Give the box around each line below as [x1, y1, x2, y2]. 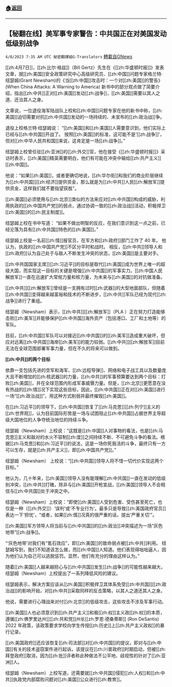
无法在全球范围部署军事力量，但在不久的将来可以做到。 [5, 346, 122, 352]
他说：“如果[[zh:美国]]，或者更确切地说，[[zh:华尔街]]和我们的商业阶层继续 [5, 172, 164, 178]
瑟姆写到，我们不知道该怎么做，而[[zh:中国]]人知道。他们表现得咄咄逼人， [5, 547, 162, 553]
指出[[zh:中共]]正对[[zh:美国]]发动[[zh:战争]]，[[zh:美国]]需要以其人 [14, 90, 156, 96]
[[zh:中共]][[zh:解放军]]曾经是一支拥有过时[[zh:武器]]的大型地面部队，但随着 [5, 285, 165, 291]
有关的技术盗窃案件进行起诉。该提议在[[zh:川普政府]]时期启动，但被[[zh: [13, 646, 166, 653]
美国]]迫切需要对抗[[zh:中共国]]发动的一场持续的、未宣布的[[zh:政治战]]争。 [5, 114, 165, 120]
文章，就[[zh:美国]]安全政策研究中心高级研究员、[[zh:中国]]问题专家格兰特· [5, 71, 163, 77]
